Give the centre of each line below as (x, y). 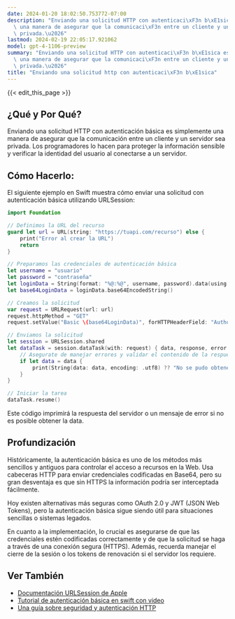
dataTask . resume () (34, 400)
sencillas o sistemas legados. (50, 518)
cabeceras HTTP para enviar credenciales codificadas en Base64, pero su (114, 475)
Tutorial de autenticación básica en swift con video (91, 600)
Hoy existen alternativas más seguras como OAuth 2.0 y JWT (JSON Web (113, 503)
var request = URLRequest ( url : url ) (60, 309)
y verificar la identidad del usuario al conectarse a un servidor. (97, 154)
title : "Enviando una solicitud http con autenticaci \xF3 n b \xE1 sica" (112, 72)
